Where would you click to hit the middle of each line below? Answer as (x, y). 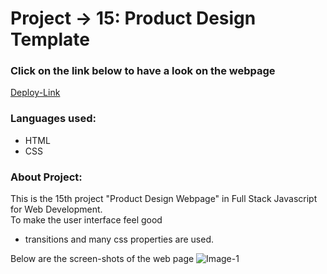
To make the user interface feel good (86, 220)
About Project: (46, 177)
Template (50, 39)
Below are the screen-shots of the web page (102, 259)
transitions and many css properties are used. (119, 239)
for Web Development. (56, 209)
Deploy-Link (35, 93)
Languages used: (53, 119)
